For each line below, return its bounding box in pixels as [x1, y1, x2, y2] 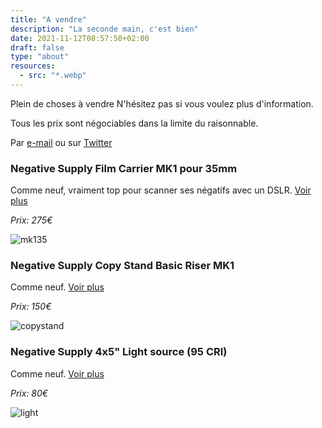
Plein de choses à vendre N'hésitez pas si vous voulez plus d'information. [10, 97, 314, 110]
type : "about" [10, 52, 70, 62]
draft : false [10, 42, 65, 53]
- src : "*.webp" [19, 71, 87, 81]
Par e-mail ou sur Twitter [10, 136, 113, 148]
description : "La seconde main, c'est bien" [10, 24, 199, 34]
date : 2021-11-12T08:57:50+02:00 [10, 33, 150, 43]
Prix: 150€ [10, 301, 52, 313]
